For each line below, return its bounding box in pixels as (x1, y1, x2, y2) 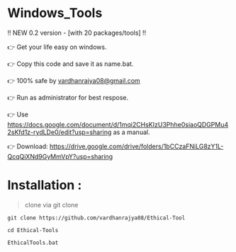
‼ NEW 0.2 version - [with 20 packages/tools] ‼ (7, 28, 147, 37)
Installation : (7, 177, 82, 193)
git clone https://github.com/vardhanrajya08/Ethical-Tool (7, 214, 186, 221)
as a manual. (113, 128, 150, 136)
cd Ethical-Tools (7, 226, 59, 234)
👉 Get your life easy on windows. (7, 43, 107, 51)
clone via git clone (24, 200, 79, 209)
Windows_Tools (7, 5, 103, 21)
